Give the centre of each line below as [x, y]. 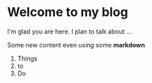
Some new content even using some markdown [76, 45]
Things [27, 58]
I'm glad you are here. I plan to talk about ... [70, 31]
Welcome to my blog [68, 12]
